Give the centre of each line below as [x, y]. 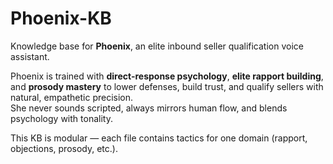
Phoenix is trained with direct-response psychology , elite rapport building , [167, 76]
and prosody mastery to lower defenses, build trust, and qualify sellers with [167, 86]
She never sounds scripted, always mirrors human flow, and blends [149, 108]
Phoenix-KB [61, 18]
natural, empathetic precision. [72, 97]
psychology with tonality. [61, 118]
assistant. [30, 56]
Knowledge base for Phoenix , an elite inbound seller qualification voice [157, 46]
